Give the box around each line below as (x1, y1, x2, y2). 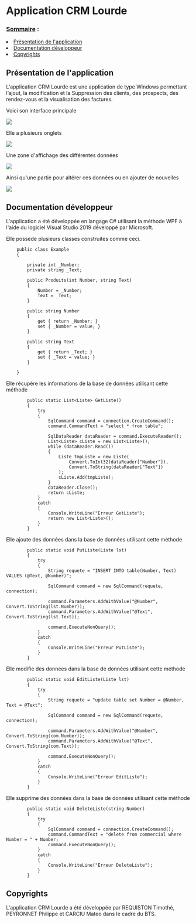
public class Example (16, 247, 69, 253)
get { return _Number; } (37, 318, 98, 325)
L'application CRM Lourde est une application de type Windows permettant (6, 83, 187, 90)
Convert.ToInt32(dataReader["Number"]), (68, 459, 169, 465)
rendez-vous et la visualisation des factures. (6, 96, 113, 103)
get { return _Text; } (37, 349, 93, 355)
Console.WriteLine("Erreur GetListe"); (47, 510, 145, 516)
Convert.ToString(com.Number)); (6, 733, 85, 739)
